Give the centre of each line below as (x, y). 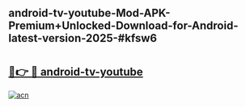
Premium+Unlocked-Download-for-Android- (123, 26)
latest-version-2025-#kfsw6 (83, 38)
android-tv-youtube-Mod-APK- (89, 13)
